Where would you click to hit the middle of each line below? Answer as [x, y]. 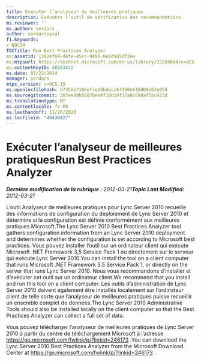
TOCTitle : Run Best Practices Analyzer [56, 51]
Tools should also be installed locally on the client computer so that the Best [100, 309]
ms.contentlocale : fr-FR [37, 106]
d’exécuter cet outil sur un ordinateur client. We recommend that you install [98, 277]
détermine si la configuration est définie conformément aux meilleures [93, 220]
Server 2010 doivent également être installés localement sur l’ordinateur [95, 290]
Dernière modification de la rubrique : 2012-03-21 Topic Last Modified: [95, 189]
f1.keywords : [22, 40]
